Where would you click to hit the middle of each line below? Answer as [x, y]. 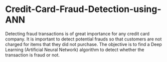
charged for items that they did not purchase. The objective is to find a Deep [83, 44]
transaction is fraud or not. [32, 55]
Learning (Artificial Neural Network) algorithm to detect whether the [75, 49]
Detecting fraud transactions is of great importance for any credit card [77, 33]
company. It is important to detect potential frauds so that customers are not [83, 39]
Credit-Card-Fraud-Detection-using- [83, 9]
